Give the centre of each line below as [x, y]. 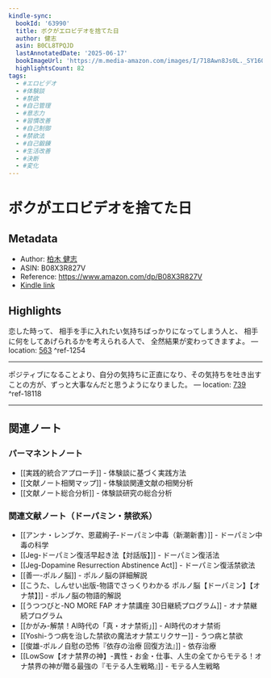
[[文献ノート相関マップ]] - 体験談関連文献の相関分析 [106, 483]
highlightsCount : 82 [50, 69]
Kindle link [37, 285]
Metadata [33, 239]
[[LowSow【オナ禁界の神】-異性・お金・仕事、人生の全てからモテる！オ [141, 655]
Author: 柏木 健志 [49, 259]
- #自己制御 [33, 128]
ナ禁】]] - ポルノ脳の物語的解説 [71, 595]
